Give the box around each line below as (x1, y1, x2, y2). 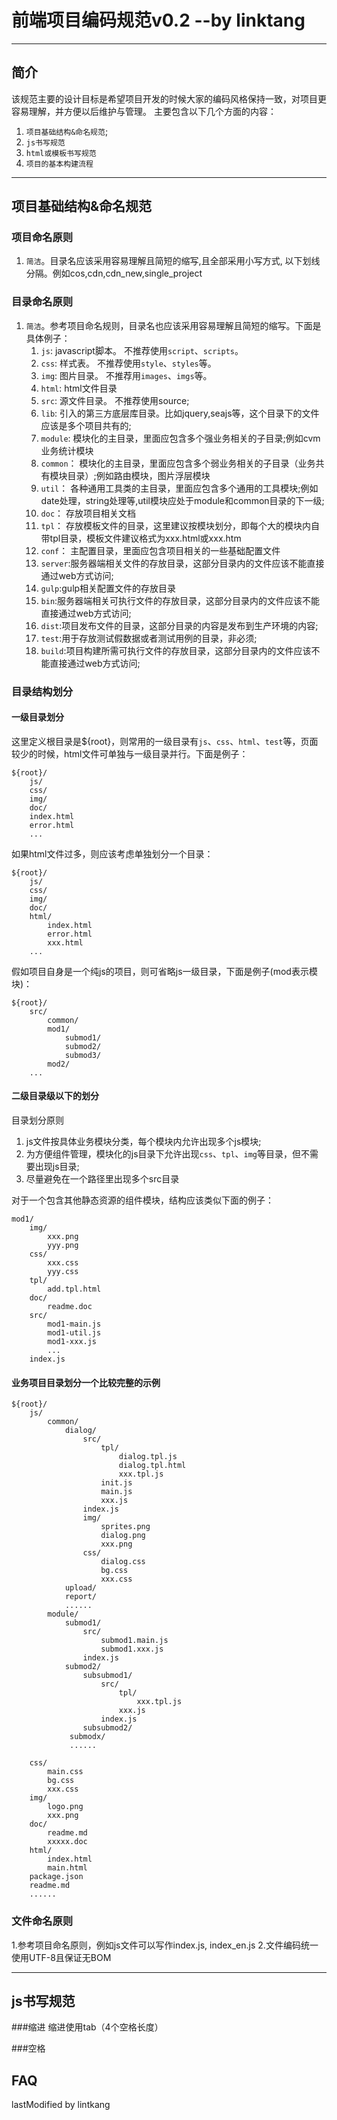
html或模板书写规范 (25, 148, 97, 158)
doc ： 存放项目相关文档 (40, 507, 137, 519)
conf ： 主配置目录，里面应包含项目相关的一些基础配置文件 (40, 544, 281, 556)
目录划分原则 (11, 1114, 64, 1126)
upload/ (64, 1583, 98, 1593)
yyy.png (47, 1241, 79, 1251)
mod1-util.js (47, 1328, 102, 1338)
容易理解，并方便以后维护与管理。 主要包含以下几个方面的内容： (11, 105, 277, 117)
